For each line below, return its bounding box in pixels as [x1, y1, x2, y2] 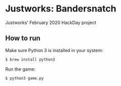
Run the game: [5, 66, 36, 72]
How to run [5, 34, 41, 42]
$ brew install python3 [5, 57, 55, 62]
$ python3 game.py [5, 75, 44, 80]
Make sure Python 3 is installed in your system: [5, 47, 103, 53]
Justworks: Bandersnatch [5, 3, 116, 14]
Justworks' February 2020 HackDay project [5, 19, 97, 25]
